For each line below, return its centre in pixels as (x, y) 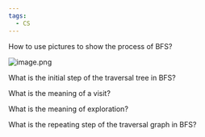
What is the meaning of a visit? (60, 93)
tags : (17, 16)
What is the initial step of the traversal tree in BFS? (92, 77)
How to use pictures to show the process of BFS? (90, 46)
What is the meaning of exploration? (69, 109)
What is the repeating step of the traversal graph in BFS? (102, 124)
